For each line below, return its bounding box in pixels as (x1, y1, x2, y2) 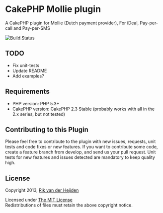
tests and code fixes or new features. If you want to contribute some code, (5, 144, 158, 150)
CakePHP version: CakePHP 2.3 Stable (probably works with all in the (12, 106, 155, 112)
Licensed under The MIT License (5, 197, 73, 203)
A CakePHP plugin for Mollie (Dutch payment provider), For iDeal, (5, 20, 139, 26)
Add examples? (12, 73, 44, 79)
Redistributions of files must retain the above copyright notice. (5, 202, 133, 208)
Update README (12, 68, 47, 73)
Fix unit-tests (12, 62, 40, 68)
